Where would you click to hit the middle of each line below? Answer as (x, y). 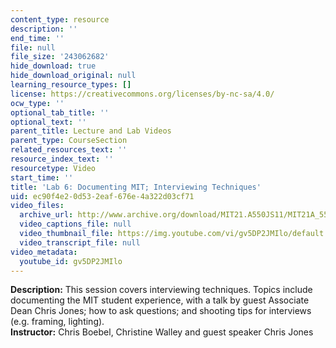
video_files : (37, 206)
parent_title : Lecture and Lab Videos (91, 131)
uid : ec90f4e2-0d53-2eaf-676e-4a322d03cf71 (102, 196)
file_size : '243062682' (60, 57)
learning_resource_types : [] (71, 85)
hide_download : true (53, 66)
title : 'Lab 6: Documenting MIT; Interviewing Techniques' (136, 187)
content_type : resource (60, 19)
